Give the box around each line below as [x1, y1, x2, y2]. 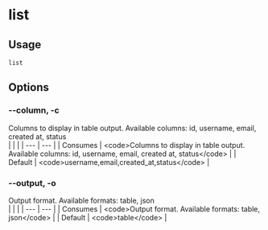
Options [8, 80, 50, 94]
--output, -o [8, 177, 56, 188]
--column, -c [8, 105, 60, 116]
